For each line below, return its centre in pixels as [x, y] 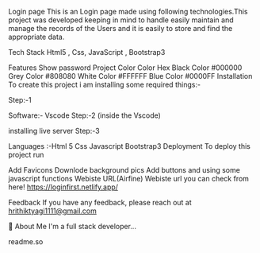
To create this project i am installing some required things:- [104, 84]
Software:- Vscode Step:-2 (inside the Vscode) [84, 115]
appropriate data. [36, 37]
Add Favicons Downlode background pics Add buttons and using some [124, 170]
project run [26, 155]
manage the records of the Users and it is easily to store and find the [120, 28]
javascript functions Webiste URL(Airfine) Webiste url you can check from [129, 179]
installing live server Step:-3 [54, 131]
